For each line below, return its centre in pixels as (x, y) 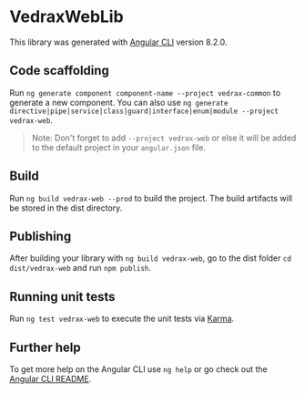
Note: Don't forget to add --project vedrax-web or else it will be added (164, 138)
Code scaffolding (59, 71)
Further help (46, 347)
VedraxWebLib (67, 17)
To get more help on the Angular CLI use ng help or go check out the (138, 369)
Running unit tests (62, 297)
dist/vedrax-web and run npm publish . (81, 268)
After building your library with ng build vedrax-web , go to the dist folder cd (150, 258)
